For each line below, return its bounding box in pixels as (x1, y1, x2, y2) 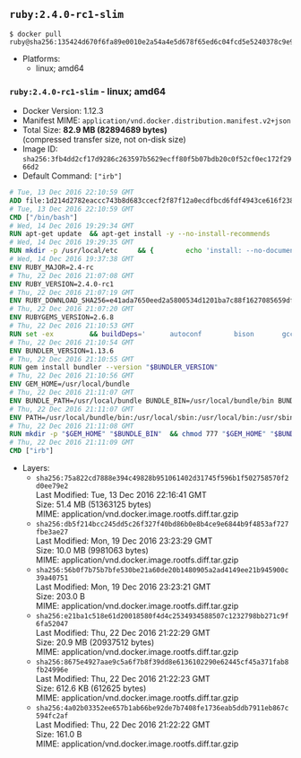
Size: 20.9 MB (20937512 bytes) (35, 637, 155, 648)
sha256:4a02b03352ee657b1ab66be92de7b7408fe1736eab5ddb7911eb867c (35, 704, 289, 713)
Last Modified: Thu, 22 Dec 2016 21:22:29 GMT (35, 628, 211, 639)
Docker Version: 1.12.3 (21, 106, 104, 117)
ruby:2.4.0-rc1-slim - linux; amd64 (9, 85, 167, 98)
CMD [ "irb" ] (9, 447, 54, 456)
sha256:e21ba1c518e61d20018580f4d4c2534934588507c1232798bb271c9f (35, 612, 289, 621)
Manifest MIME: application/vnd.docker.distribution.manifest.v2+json (21, 115, 291, 126)
